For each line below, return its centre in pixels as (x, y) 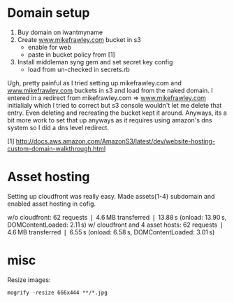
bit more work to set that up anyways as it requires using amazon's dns (110, 120)
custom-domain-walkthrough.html (57, 148)
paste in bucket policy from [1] (71, 55)
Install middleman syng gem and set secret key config (95, 62)
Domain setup (49, 13)
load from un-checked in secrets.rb (79, 69)
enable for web (50, 47)
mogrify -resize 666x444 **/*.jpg (58, 293)
